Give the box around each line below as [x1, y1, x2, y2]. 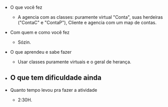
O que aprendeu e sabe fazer [10, 49, 72, 55]
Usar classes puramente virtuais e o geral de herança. [17, 59, 131, 65]
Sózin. [17, 39, 32, 45]
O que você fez [10, 5, 42, 10]
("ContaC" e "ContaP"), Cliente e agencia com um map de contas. [17, 20, 157, 25]
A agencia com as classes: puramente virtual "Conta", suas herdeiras [17, 14, 163, 20]
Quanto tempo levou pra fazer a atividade [10, 87, 98, 93]
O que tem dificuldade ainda [10, 74, 102, 82]
